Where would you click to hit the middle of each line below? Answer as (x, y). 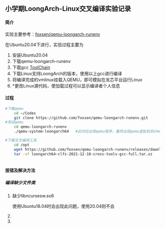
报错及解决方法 (20, 171)
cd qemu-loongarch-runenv (41, 127)
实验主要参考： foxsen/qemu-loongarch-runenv (53, 34)
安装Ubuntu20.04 (30, 55)
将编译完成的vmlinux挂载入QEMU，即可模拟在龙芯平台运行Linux (77, 80)
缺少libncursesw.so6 (33, 196)
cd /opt (22, 145)
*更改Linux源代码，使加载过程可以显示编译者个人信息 (66, 85)
